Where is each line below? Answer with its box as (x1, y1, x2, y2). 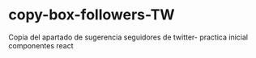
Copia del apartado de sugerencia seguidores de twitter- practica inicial (8, 32, 249, 42)
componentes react (8, 40, 75, 50)
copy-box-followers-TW (8, 6, 176, 24)
